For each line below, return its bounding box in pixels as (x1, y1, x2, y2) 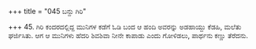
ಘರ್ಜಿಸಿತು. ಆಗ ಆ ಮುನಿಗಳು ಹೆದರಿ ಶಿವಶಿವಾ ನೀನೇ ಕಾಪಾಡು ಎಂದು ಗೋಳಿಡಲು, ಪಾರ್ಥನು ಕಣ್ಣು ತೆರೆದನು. (8, 31, 248, 40)
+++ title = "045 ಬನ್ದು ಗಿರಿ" (8, 7, 87, 16)
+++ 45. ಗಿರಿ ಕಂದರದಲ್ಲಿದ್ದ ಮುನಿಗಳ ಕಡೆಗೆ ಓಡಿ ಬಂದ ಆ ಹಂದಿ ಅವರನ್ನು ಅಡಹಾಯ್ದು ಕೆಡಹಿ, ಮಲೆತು (8, 23, 242, 31)
